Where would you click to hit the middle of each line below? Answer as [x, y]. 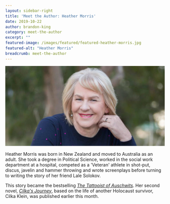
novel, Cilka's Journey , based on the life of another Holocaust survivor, [79, 191]
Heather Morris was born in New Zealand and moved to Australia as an [79, 154]
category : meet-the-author [34, 32]
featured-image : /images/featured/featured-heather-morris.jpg [73, 43]
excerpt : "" [18, 38]
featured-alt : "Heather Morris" [39, 48]
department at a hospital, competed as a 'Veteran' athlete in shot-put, [78, 164]
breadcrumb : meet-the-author [36, 53]
